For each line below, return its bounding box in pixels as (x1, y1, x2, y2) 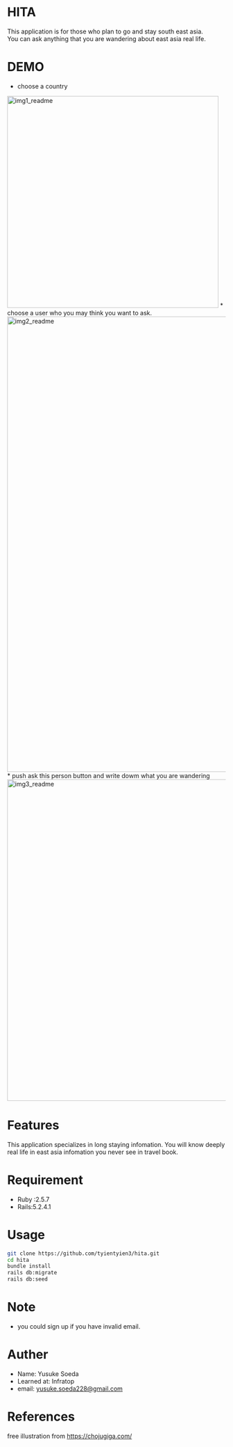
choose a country (17, 81, 68, 90)
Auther (7, 1347, 49, 1363)
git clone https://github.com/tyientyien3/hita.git (7, 1250, 159, 1257)
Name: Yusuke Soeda (17, 1369, 79, 1378)
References (7, 1409, 75, 1425)
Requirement (7, 1172, 83, 1187)
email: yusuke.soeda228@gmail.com (17, 1384, 123, 1393)
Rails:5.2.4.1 (17, 1202, 51, 1211)
